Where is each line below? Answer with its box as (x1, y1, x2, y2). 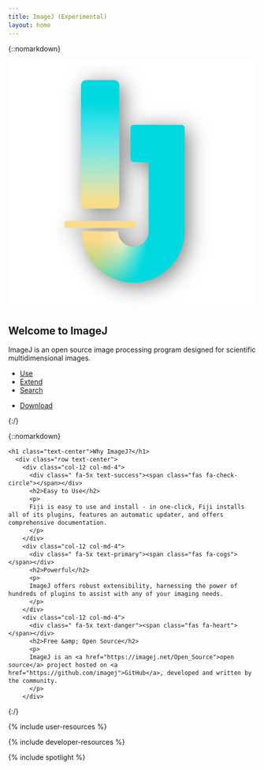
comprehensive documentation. (8, 519, 108, 527)
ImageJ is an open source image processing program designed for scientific (8, 345, 256, 355)
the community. (8, 677, 58, 685)
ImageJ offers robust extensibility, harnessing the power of (28, 582, 238, 591)
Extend (19, 377, 43, 387)
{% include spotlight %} (8, 753, 86, 762)
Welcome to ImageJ (8, 324, 108, 338)
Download (19, 401, 54, 410)
